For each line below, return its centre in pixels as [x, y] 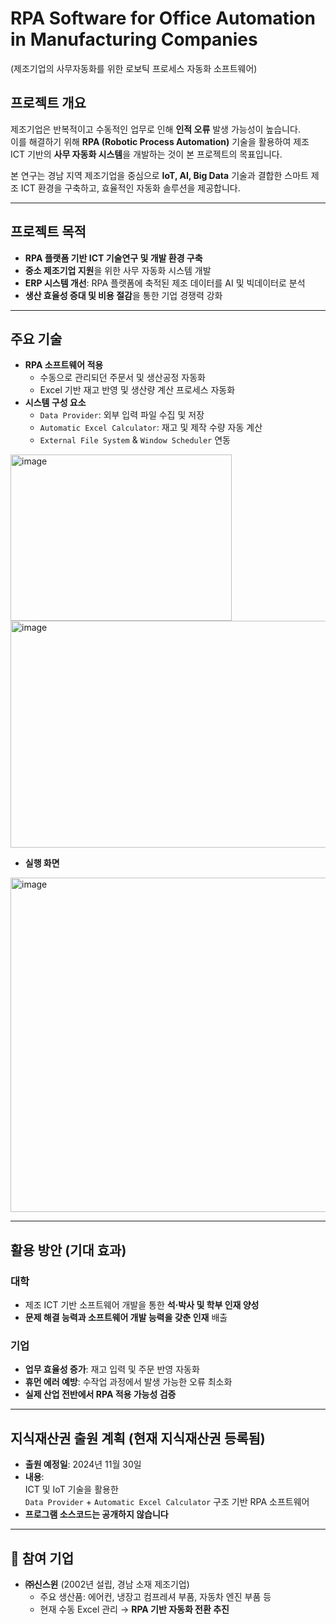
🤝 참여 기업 [42, 1558]
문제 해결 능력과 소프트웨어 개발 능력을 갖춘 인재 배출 [126, 1318]
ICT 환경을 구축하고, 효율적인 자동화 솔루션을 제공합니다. [130, 188]
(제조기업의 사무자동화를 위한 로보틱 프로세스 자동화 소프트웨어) [134, 68]
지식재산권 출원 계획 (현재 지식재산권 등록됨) [138, 1438]
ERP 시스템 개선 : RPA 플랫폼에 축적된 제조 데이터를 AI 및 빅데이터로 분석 [165, 283]
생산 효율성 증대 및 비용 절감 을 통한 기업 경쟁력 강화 [123, 295]
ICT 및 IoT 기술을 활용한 [71, 1489]
